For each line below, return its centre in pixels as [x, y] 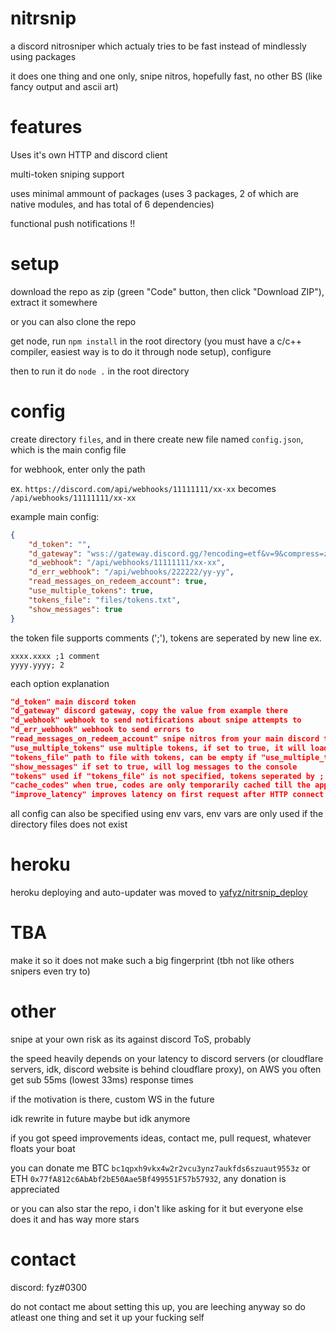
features [46, 127]
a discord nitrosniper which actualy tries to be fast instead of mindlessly [158, 46]
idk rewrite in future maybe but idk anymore [100, 1118]
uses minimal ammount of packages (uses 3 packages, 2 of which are [154, 193]
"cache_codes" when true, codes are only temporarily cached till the [160, 785]
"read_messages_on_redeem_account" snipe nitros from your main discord [165, 739]
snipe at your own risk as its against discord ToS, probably [131, 1039]
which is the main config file [68, 449]
